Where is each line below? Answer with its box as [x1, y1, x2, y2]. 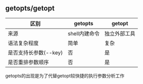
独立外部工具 [104, 30, 135, 37]
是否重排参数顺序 [8, 59, 50, 66]
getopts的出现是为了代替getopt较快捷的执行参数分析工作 [5, 72, 125, 78]
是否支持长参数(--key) [8, 49, 63, 56]
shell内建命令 [67, 30, 100, 37]
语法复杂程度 [8, 39, 39, 46]
